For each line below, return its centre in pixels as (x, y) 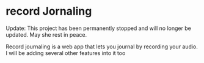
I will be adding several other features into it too (66, 53)
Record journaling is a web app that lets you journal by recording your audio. (102, 46)
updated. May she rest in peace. (46, 34)
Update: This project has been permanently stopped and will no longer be (99, 28)
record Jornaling (49, 11)
